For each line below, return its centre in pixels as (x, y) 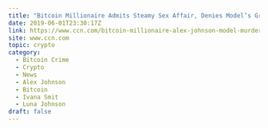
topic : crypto (32, 45)
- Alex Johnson (41, 82)
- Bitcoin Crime (42, 60)
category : (25, 52)
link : (17, 30)
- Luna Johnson (41, 104)
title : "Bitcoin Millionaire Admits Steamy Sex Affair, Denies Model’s (130, 16)
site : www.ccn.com (39, 38)
